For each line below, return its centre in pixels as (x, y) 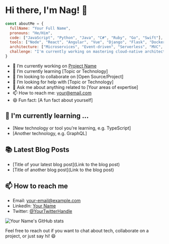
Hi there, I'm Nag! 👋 (47, 10)
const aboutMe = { (24, 24)
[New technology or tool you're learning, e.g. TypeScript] (72, 128)
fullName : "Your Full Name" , (40, 28)
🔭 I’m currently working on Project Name (55, 66)
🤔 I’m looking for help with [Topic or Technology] (63, 82)
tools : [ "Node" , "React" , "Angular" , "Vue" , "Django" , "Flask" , (78, 42)
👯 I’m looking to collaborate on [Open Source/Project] (68, 76)
